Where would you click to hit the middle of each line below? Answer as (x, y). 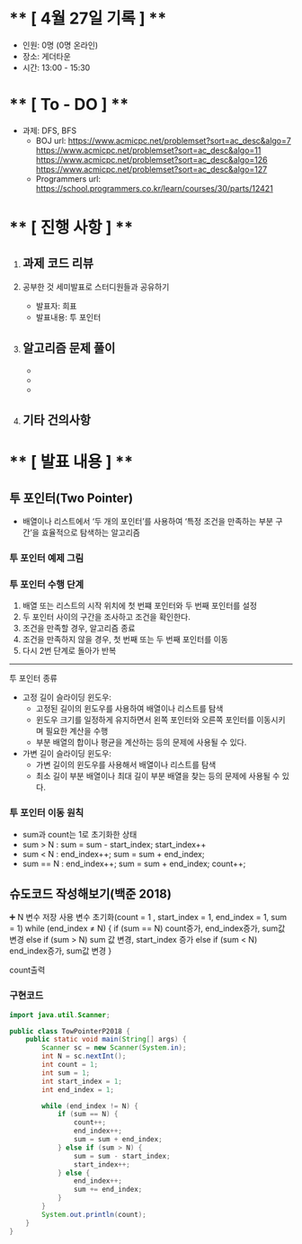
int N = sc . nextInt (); (84, 1056)
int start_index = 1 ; (82, 1081)
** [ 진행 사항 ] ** (71, 228)
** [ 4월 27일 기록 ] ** (88, 18)
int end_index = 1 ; (78, 1089)
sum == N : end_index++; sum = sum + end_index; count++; (134, 864)
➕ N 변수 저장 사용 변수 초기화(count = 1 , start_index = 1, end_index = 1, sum (148, 917)
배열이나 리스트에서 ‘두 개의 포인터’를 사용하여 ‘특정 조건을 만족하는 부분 (148, 522)
